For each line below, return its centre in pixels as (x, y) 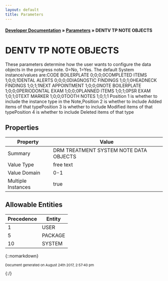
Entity (53, 219)
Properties (22, 128)
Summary (19, 153)
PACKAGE (53, 235)
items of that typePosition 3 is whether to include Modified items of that (79, 107)
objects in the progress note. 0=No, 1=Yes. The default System (69, 70)
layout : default (22, 10)
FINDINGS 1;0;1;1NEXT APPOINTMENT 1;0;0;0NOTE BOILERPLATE (73, 86)
